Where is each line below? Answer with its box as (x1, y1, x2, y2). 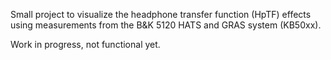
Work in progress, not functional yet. (10, 39, 161, 50)
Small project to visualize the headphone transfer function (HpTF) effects (10, 9, 312, 20)
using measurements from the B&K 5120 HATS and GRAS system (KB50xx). (10, 19, 322, 31)
